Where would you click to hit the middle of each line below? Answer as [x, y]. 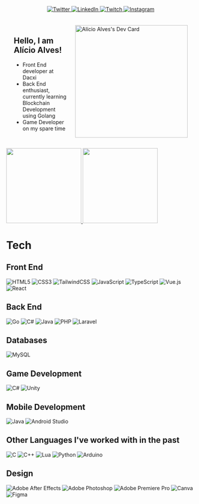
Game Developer [43, 122]
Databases [27, 340]
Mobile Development [46, 407]
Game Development [44, 373]
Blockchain [36, 103]
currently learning [45, 97]
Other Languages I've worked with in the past [93, 440]
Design [20, 474]
